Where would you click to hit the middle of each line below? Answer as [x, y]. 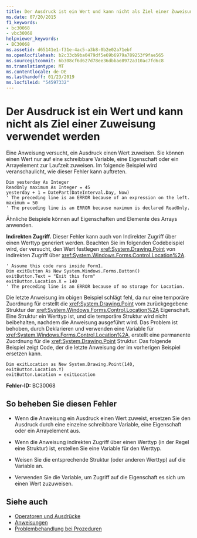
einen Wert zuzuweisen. [44, 483]
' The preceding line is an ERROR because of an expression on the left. [98, 197]
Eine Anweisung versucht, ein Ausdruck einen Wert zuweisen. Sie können [95, 153]
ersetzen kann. [24, 354]
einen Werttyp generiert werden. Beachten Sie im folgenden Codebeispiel [95, 243]
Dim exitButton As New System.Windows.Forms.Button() [73, 271]
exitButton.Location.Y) [35, 369]
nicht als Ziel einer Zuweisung [81, 124]
